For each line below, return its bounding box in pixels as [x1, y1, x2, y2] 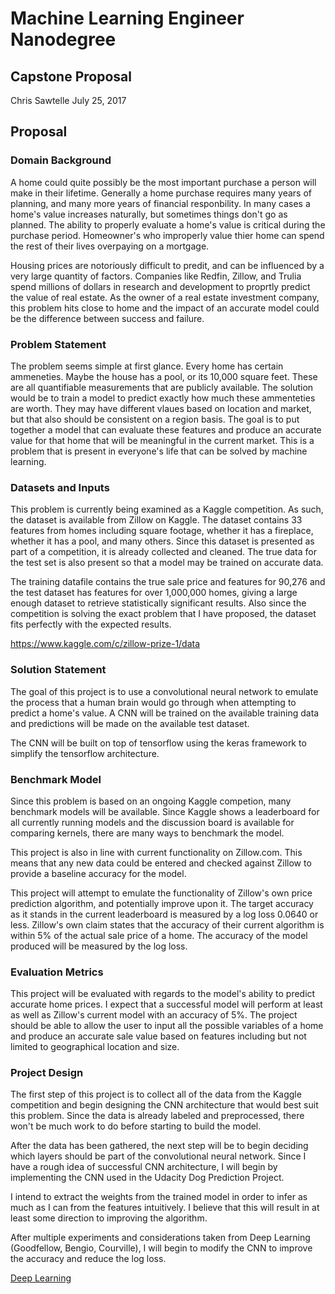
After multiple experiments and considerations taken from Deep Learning [10, 1232, 311, 1244]
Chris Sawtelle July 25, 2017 [10, 95, 127, 106]
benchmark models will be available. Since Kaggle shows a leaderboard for [10, 805, 320, 817]
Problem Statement [10, 337, 107, 351]
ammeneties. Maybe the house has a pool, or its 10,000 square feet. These [10, 370, 318, 382]
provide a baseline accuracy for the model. [10, 867, 187, 879]
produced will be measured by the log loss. [10, 940, 188, 952]
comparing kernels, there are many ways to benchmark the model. [10, 827, 285, 839]
